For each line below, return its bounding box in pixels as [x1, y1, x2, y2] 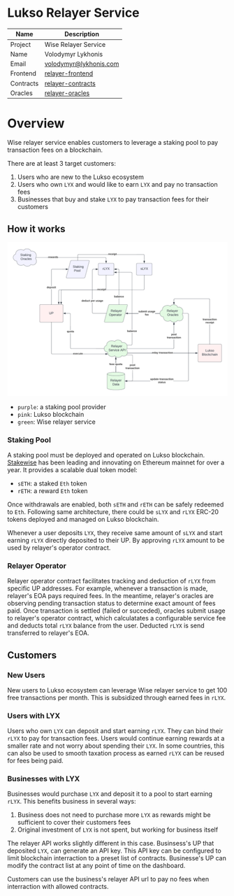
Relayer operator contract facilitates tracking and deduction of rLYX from [7, 577, 216, 585]
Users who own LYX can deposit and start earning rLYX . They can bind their [7, 727, 224, 735]
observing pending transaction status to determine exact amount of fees [7, 599, 216, 608]
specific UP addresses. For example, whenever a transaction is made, [7, 584, 208, 592]
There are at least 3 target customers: [7, 159, 117, 168]
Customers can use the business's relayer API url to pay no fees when [7, 875, 210, 883]
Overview [7, 115, 65, 131]
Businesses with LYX [7, 774, 80, 784]
